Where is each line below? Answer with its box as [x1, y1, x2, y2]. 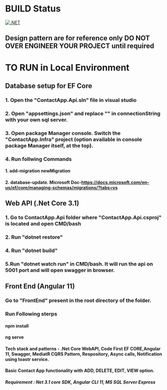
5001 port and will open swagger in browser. [5, 267, 115, 274]
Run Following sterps [5, 311, 57, 318]
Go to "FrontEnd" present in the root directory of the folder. [5, 297, 152, 304]
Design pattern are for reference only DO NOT [5, 34, 151, 42]
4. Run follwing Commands [5, 155, 72, 162]
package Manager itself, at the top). [5, 142, 94, 149]
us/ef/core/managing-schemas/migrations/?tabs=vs [5, 184, 118, 190]
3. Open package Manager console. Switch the [5, 129, 121, 136]
